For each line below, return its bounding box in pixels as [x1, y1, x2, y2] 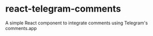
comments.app [5, 25, 37, 31]
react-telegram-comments [5, 3, 121, 15]
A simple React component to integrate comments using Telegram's [5, 20, 148, 26]
